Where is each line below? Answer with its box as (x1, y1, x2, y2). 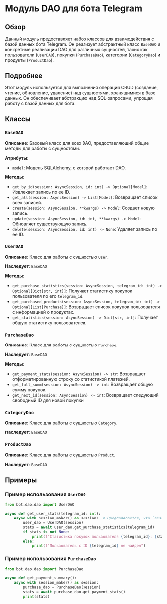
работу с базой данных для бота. (5, 100, 76, 106)
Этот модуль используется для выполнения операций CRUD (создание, (5, 85, 158, 90)
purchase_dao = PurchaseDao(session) (23, 585, 101, 590)
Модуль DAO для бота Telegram (5, 3, 143, 14)
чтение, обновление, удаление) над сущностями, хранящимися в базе (5, 90, 156, 96)
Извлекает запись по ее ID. (12, 189, 71, 195)
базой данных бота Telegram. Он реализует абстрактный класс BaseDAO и (5, 41, 161, 47)
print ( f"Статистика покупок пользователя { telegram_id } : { (31, 534, 157, 539)
